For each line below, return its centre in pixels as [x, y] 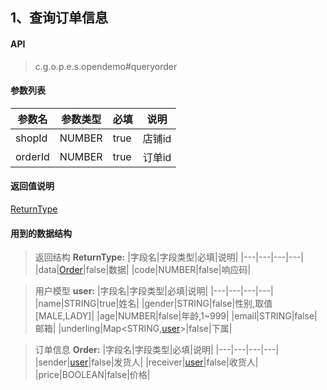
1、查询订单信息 [59, 18]
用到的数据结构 [41, 233]
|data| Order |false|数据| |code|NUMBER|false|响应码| [143, 270]
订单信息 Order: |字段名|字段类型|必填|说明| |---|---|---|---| [157, 350]
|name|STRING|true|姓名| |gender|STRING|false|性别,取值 [153, 304]
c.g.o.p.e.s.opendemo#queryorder [106, 66]
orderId [32, 156]
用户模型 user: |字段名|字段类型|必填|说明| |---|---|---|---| [154, 291]
